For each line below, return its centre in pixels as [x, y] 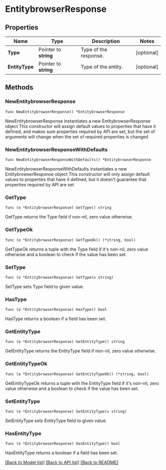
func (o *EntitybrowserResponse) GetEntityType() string [65, 342]
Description [106, 41]
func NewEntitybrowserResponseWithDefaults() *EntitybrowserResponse [78, 160]
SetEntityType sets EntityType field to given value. [56, 421]
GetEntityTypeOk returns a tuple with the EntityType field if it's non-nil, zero [82, 383]
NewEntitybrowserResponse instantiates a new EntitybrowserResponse [78, 121]
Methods [19, 87]
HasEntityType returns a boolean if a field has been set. [62, 453]
